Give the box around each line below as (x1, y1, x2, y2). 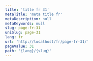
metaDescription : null (5, 16, 52, 21)
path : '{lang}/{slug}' (5, 48, 52, 53)
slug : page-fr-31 (5, 26, 41, 30)
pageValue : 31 (5, 44, 34, 49)
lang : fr (5, 35, 23, 40)
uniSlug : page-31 (5, 30, 41, 35)
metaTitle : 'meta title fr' (5, 12, 63, 17)
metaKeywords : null (5, 21, 45, 26)
